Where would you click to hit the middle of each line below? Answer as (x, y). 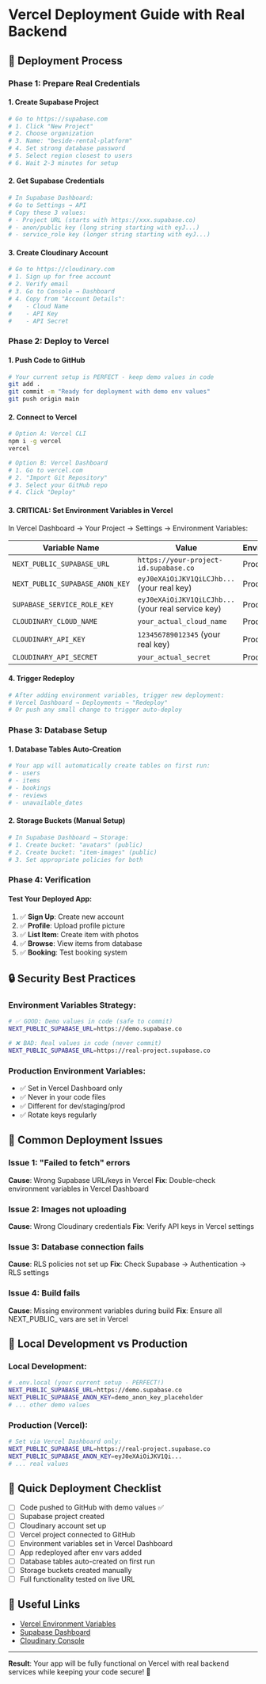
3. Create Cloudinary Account (58, 252)
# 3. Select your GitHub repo (58, 485)
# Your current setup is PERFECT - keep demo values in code (111, 377)
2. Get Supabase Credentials (56, 181)
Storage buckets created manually (76, 1570)
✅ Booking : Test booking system (74, 952)
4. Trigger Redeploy (42, 679)
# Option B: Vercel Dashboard (58, 463)
